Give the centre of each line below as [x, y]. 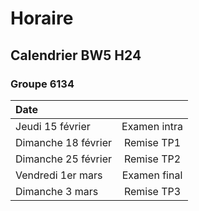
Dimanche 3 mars [57, 191]
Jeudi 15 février [53, 126]
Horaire [42, 18]
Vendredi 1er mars [59, 175]
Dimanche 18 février [64, 142]
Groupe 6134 [42, 84]
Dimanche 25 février [64, 159]
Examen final [152, 175]
